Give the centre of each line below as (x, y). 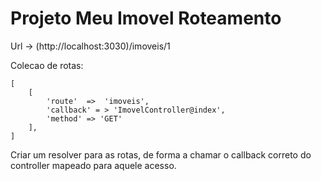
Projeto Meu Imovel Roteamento (146, 18)
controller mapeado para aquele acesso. (93, 165)
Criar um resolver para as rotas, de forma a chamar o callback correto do (161, 154)
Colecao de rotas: (47, 65)
